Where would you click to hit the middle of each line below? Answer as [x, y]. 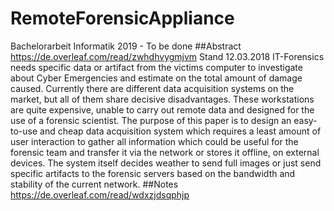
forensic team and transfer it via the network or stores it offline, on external [165, 152]
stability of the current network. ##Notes [94, 184]
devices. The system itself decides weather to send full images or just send [166, 163]
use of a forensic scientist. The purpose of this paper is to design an [151, 120]
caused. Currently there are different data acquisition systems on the [152, 88]
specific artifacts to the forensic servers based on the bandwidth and [153, 173]
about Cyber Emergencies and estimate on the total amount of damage [156, 78]
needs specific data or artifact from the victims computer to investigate [156, 67]
